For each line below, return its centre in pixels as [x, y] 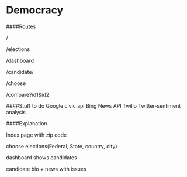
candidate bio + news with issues [46, 169]
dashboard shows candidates [41, 157]
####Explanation [27, 123]
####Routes [21, 26]
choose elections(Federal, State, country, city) [62, 146]
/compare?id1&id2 [28, 94]
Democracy [35, 10]
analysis [16, 112]
